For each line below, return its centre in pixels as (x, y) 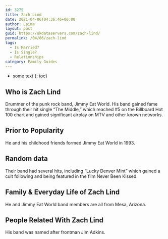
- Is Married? (24, 47)
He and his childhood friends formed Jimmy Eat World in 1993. (70, 142)
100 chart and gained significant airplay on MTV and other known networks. (84, 115)
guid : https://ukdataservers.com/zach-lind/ (53, 33)
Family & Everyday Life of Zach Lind (63, 192)
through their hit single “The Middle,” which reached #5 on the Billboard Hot (84, 110)
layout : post (19, 29)
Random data (26, 159)
